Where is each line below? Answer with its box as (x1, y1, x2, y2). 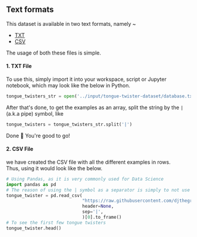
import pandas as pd (6, 181, 57, 187)
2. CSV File (6, 145, 33, 153)
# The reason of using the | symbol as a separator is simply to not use (6, 187, 191, 193)
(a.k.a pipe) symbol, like (6, 110, 64, 117)
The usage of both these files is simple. (6, 49, 101, 56)
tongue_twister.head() (6, 225, 62, 231)
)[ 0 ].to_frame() (81, 214, 122, 221)
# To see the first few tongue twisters (6, 219, 107, 225)
